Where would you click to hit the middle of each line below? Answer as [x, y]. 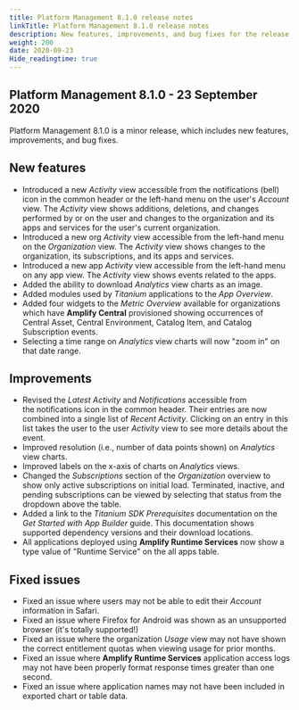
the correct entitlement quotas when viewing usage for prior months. [149, 648]
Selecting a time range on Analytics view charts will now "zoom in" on [151, 341]
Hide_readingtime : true [54, 59]
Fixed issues [45, 579]
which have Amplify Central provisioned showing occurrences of [142, 312]
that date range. [52, 351]
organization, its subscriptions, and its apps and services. [128, 256]
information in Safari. [61, 611]
